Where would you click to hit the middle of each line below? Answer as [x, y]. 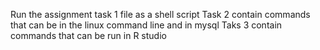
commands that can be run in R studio [88, 35]
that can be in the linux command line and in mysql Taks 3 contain [146, 25]
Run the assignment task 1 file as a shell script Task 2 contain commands [160, 14]
